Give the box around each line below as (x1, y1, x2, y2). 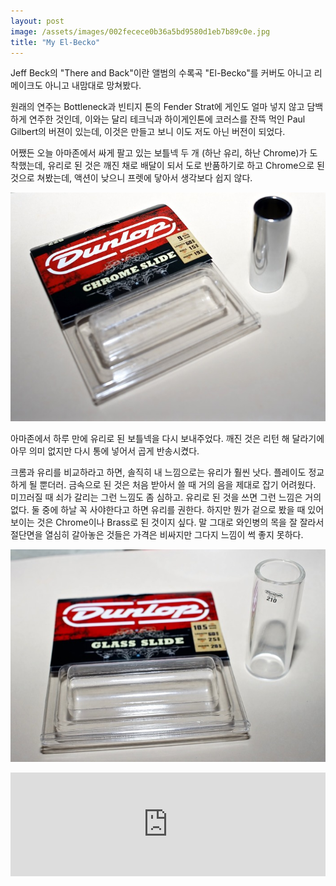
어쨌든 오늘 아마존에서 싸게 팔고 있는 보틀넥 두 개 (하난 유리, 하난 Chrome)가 (10, 147, 308, 159)
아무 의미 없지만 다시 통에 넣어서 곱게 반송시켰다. (10, 445, 200, 457)
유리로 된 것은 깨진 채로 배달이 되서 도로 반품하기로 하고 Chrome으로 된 (47, 160, 325, 172)
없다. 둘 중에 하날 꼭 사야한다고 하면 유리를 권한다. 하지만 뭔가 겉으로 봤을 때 (10, 504, 306, 516)
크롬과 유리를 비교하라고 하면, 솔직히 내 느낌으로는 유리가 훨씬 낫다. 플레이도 (10, 466, 307, 479)
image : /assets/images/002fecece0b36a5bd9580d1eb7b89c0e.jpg (10, 26, 271, 37)
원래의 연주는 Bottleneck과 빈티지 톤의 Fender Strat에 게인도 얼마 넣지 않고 (10, 101, 305, 113)
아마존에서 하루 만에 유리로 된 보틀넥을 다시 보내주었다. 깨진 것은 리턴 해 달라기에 (10, 433, 325, 445)
